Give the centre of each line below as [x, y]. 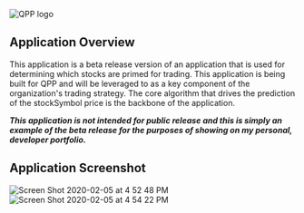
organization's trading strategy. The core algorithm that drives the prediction [152, 93]
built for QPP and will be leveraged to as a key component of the [130, 83]
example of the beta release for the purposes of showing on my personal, [151, 130]
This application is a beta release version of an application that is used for [147, 64]
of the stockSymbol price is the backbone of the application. [123, 102]
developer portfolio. [48, 140]
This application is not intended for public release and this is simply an [146, 120]
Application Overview [72, 42]
